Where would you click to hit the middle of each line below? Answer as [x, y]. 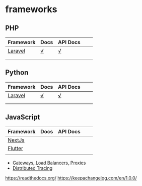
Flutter [16, 148]
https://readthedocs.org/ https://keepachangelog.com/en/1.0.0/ [71, 178]
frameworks [31, 9]
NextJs [16, 140]
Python [17, 73]
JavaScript [23, 117]
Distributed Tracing [32, 168]
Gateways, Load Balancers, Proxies [49, 163]
